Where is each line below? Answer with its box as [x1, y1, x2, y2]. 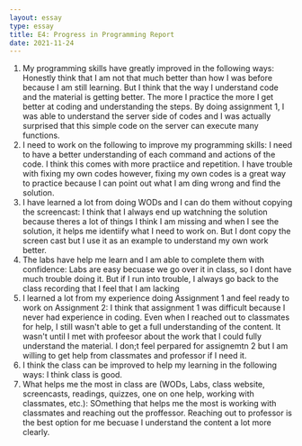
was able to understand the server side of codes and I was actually [22, 111, 271, 122]
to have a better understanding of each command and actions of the [22, 150, 276, 160]
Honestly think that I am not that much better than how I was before [22, 73, 272, 84]
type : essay [9, 22, 54, 31]
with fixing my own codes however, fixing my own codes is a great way [22, 168, 286, 179]
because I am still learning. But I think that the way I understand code [22, 82, 279, 93]
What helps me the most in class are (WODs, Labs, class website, [22, 379, 265, 390]
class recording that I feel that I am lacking [22, 283, 180, 294]
